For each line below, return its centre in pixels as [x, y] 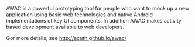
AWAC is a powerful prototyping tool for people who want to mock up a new [97, 8]
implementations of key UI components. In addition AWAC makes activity [94, 21]
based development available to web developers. [65, 27]
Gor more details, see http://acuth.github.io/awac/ [66, 38]
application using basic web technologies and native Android [80, 15]
